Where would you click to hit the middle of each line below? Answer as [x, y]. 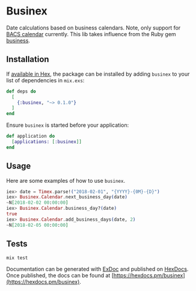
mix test [17, 258]
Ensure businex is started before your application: [68, 125]
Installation [28, 59]
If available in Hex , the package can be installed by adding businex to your [98, 74]
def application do [31, 136]
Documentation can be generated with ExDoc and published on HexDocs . [97, 269]
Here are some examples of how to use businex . [66, 180]
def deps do [21, 91]
